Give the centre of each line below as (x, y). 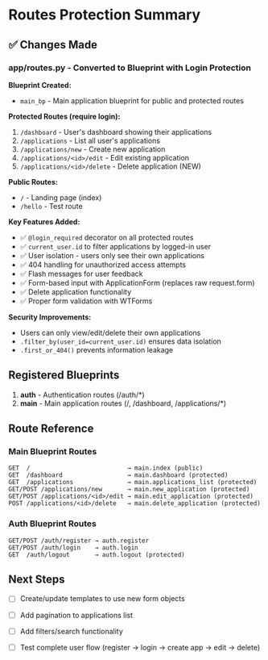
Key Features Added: (44, 221)
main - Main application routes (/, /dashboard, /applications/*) (123, 403)
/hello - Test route (51, 206)
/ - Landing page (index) (61, 197)
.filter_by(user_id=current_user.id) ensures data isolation (120, 341)
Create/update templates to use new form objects (102, 599)
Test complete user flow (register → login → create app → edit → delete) (140, 647)
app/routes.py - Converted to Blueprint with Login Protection (130, 68)
